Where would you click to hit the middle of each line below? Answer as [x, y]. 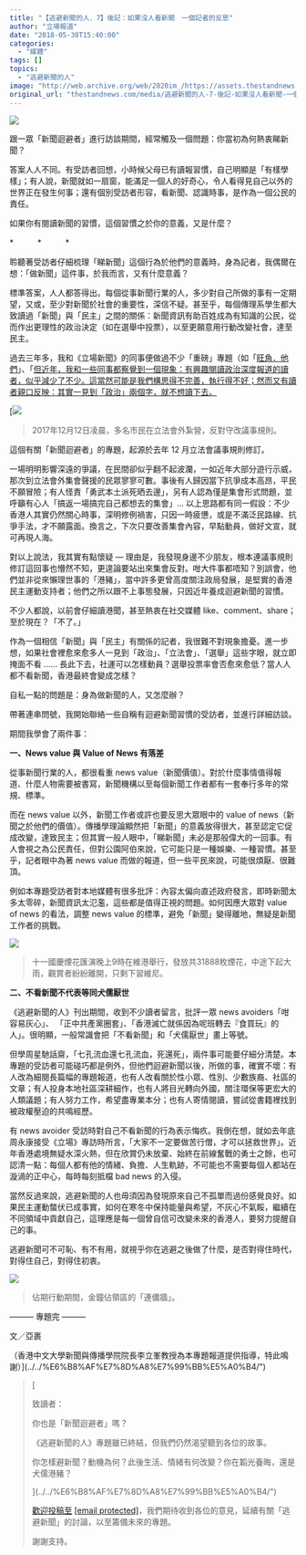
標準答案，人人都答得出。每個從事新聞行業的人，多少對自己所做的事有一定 [149, 292]
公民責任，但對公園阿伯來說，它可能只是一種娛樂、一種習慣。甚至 [173, 849]
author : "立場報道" [44, 26]
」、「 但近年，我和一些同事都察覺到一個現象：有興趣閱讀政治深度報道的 [149, 369]
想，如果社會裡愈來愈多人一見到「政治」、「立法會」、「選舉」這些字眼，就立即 [153, 652]
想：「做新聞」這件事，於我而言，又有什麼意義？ [99, 273]
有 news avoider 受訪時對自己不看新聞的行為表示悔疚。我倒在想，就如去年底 [153, 1130]
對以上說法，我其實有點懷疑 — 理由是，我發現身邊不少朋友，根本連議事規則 [151, 557]
